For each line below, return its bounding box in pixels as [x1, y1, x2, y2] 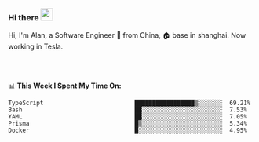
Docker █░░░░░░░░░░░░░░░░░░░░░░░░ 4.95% [8, 126, 247, 135]
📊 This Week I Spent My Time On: [8, 81, 122, 90]
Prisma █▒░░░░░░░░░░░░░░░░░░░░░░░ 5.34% [8, 120, 247, 128]
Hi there [8, 12, 39, 23]
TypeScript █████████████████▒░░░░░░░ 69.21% [8, 99, 251, 107]
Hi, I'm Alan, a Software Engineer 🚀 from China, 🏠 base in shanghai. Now [8, 31, 246, 40]
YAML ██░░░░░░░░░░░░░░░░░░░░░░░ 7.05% [8, 113, 247, 121]
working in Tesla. [8, 42, 64, 51]
